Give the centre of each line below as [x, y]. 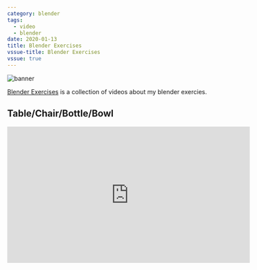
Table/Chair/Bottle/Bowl [61, 114]
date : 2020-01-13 [32, 39]
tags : [15, 20]
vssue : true [24, 59]
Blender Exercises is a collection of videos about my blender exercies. [107, 91]
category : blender [34, 13]
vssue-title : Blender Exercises [54, 53]
